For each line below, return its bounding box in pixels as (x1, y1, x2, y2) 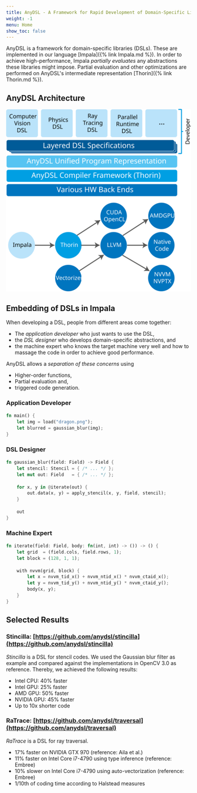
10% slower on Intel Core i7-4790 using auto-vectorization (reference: (14, 767, 185, 774)
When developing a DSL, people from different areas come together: (6, 319, 172, 326)
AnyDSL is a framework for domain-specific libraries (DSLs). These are (6, 45, 178, 52)
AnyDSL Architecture (6, 93, 86, 103)
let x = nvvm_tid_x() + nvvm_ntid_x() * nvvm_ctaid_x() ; (27, 574, 169, 580)
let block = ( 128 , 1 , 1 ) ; (16, 555, 80, 561)
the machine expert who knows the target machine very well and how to (14, 342, 189, 349)
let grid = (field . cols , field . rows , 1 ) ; (16, 549, 122, 555)
